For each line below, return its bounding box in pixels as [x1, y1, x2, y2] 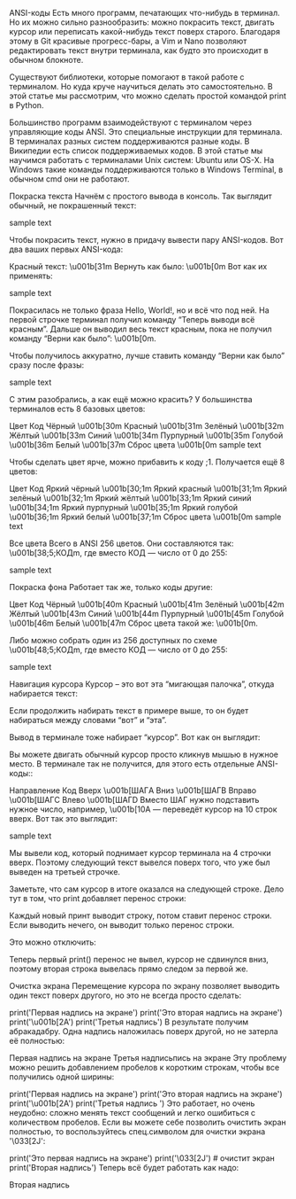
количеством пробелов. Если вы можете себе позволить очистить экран [9, 1117, 287, 1127]
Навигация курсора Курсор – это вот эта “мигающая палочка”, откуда [9, 679, 275, 689]
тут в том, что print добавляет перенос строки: [9, 893, 187, 903]
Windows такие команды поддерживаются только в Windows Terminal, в [9, 164, 284, 175]
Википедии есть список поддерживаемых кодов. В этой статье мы [9, 145, 263, 156]
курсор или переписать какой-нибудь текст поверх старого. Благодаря [9, 27, 281, 36]
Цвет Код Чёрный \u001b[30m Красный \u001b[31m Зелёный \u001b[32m [9, 421, 285, 431]
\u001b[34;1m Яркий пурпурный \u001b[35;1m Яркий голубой [9, 502, 239, 512]
